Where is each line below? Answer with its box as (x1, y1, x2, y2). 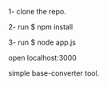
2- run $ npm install (8, 22, 73, 31)
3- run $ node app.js (8, 37, 76, 47)
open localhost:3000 (8, 53, 77, 62)
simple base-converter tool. (8, 68, 100, 78)
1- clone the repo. (8, 7, 66, 16)
